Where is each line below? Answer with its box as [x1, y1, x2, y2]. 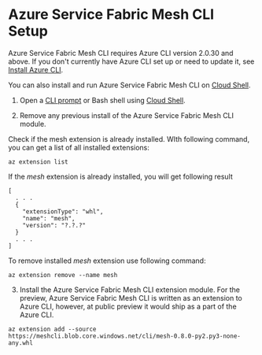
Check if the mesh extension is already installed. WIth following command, [8, 134, 250, 143]
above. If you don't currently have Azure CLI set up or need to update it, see [8, 57, 255, 66]
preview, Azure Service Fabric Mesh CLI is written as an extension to [19, 293, 242, 302]
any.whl [8, 338, 34, 347]
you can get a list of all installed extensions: [8, 142, 149, 152]
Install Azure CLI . [8, 65, 64, 74]
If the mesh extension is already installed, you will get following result [8, 172, 234, 181]
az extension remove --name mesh [8, 271, 118, 279]
